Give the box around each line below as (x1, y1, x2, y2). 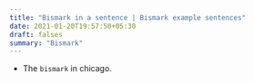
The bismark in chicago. (22, 63, 112, 74)
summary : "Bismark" (9, 38, 84, 48)
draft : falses (9, 30, 64, 39)
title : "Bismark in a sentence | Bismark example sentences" (9, 13, 247, 23)
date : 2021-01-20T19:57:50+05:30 (9, 22, 137, 31)
